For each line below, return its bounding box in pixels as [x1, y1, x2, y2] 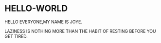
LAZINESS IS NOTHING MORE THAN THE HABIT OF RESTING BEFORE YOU [4, 28, 156, 34]
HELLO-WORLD [4, 3, 68, 14]
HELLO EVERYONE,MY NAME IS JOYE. [4, 19, 82, 25]
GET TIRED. [4, 33, 28, 39]
